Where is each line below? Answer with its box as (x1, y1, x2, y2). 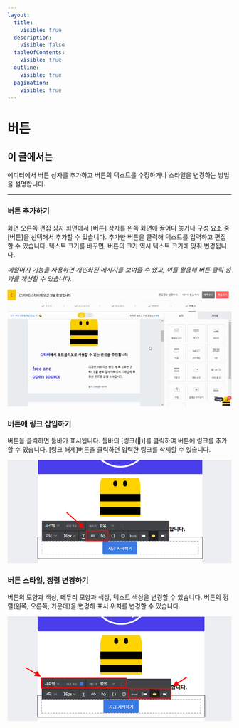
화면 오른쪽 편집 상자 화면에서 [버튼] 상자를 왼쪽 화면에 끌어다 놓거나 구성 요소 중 (7, 223, 230, 232)
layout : (7, 11, 31, 19)
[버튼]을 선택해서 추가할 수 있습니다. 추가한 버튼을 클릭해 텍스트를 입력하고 (7, 232, 213, 241)
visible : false (20, 41, 65, 49)
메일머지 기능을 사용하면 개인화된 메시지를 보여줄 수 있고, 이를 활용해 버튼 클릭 (7, 265, 224, 274)
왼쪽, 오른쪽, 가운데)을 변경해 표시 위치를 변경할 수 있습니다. (15, 602, 181, 611)
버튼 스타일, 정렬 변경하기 (7, 576, 89, 586)
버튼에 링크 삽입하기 (7, 419, 72, 429)
